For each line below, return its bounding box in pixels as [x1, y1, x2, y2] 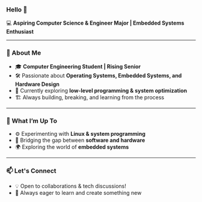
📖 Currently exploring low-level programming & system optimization [14, 87, 188, 94]
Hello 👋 [6, 5, 28, 14]
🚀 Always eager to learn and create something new [14, 189, 142, 197]
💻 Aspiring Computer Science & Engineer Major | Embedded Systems [6, 19, 185, 26]
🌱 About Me [6, 49, 41, 57]
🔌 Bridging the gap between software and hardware [14, 136, 145, 144]
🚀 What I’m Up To [6, 117, 57, 125]
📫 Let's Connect [6, 167, 57, 175]
